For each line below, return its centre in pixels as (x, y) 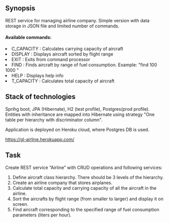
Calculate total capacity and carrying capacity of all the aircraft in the (84, 188)
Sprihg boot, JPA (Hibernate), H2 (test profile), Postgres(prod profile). (77, 109)
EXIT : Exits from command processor (51, 60)
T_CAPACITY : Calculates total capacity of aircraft (63, 81)
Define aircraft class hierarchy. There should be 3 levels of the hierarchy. (88, 177)
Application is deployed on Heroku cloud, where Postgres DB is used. (77, 129)
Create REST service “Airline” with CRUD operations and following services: (84, 167)
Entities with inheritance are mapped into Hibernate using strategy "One (80, 114)
